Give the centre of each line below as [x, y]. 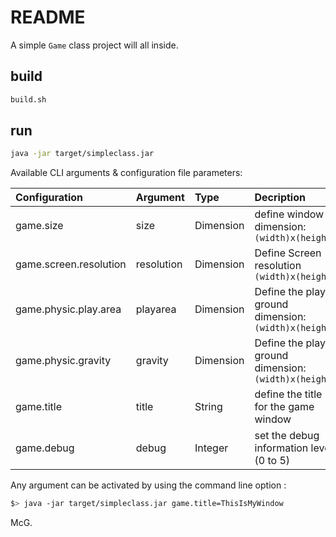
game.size [39, 226]
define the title [288, 394]
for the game [284, 407]
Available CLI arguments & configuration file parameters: [126, 173]
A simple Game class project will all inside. [94, 45]
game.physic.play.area [68, 309]
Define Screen [288, 253]
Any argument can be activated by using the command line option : [148, 485]
